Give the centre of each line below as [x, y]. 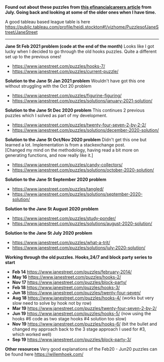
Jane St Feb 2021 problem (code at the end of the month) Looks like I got [80, 46]
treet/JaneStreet [21, 32]
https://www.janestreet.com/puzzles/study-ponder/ [64, 218]
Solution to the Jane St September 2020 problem [56, 179]
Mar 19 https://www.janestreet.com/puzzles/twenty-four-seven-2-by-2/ [84, 308]
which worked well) [32, 334]
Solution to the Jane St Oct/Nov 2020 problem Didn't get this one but [76, 140]
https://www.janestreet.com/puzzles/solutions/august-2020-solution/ [82, 223]
